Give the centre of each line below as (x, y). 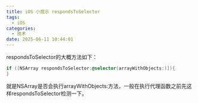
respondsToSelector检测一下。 (49, 93)
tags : (13, 17)
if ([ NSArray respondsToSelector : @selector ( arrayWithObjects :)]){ (91, 68)
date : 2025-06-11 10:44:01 (40, 39)
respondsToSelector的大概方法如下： (52, 57)
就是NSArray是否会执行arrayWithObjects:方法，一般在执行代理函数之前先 (97, 86)
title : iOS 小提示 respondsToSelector (53, 12)
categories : (21, 28)
